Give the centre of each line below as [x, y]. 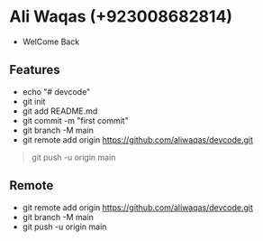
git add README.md [60, 111]
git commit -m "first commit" [75, 120]
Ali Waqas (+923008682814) [121, 17]
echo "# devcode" [56, 91]
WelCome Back [51, 42]
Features [35, 70]
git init [34, 101]
